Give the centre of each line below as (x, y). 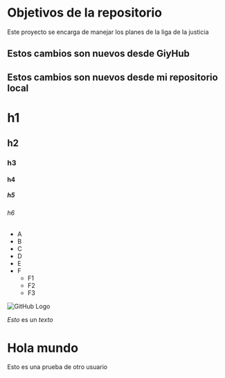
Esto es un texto (30, 320)
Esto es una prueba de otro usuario (57, 367)
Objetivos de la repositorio (85, 13)
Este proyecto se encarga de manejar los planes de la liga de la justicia (108, 32)
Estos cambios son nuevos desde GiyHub (99, 54)
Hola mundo (43, 348)
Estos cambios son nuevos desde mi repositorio (112, 77)
